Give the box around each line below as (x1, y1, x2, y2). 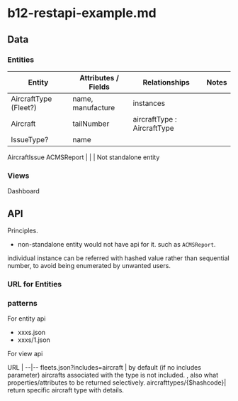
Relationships (142, 77, 190, 87)
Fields (89, 82, 110, 92)
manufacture (72, 102, 115, 112)
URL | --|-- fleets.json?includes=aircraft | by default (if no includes (7, 363, 202, 372)
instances (132, 98, 166, 108)
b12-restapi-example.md (7, 5, 157, 21)
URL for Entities (7, 279, 62, 289)
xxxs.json (17, 328, 46, 337)
